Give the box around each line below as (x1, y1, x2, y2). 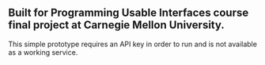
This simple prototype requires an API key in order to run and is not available (8, 39, 257, 49)
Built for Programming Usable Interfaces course (8, 6, 249, 20)
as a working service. (8, 47, 78, 57)
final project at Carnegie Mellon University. (8, 19, 225, 32)
